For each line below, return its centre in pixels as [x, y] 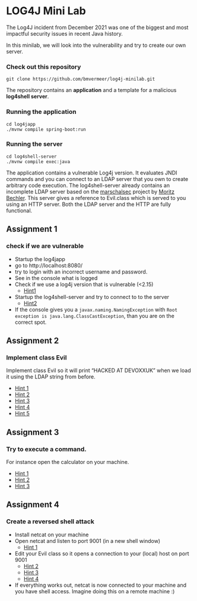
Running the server [34, 144]
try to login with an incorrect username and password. [81, 272]
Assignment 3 [33, 432]
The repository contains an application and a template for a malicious [91, 90]
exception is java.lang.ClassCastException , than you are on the [95, 316]
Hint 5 [22, 414]
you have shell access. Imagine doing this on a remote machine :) [95, 591]
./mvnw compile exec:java [38, 161]
